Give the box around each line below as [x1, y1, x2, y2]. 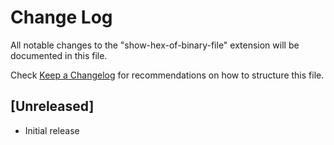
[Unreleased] [10, 98, 95, 115]
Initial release [24, 124, 80, 136]
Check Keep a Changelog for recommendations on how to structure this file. [10, 69, 325, 81]
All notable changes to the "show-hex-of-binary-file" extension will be [10, 39, 300, 51]
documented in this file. [10, 49, 108, 61]
